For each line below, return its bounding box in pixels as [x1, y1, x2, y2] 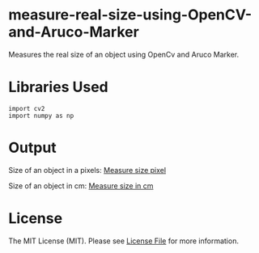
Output [8, 139, 57, 157]
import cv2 [8, 104, 45, 112]
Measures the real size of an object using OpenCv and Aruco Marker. [8, 49, 240, 59]
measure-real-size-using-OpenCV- [8, 6, 253, 24]
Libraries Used [8, 78, 108, 96]
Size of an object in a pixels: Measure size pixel [8, 165, 167, 175]
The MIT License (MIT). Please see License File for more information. [8, 236, 239, 246]
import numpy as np [8, 112, 74, 120]
